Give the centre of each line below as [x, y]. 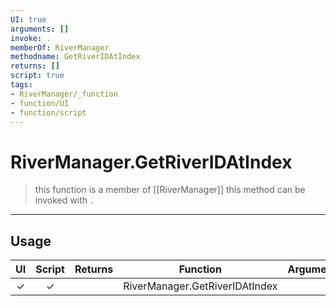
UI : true [28, 19]
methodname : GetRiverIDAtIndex [75, 57]
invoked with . [64, 200]
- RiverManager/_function [64, 94]
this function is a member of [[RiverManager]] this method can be [170, 190]
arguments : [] [40, 29]
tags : [21, 85]
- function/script [48, 112]
